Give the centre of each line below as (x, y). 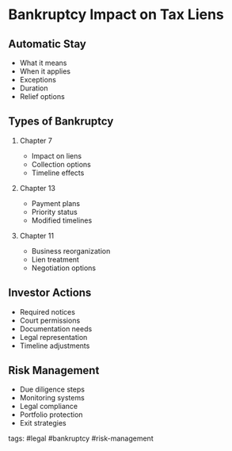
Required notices (47, 311)
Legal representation (53, 337)
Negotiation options (64, 268)
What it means (43, 63)
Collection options (61, 164)
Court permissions (50, 320)
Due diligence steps (52, 389)
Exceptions (38, 80)
